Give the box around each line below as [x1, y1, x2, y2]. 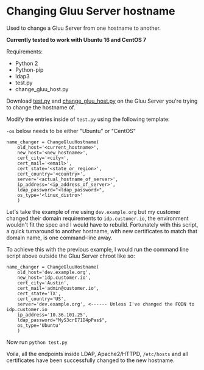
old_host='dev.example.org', [17, 269, 91, 275]
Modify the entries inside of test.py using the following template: [6, 115, 170, 123]
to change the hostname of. [6, 103, 76, 111]
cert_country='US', [17, 296, 67, 302]
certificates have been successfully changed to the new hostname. [6, 357, 175, 364]
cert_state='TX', [17, 290, 62, 296]
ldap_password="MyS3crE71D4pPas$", [17, 317, 108, 323]
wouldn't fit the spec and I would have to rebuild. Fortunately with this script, [6, 221, 199, 228]
